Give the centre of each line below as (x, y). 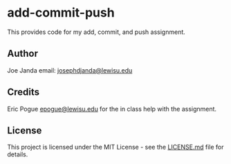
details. (18, 154)
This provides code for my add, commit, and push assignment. (96, 32)
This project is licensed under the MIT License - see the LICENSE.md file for (115, 147)
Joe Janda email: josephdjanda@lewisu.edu (70, 70)
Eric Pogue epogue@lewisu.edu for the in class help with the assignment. (112, 109)
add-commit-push (61, 13)
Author (22, 54)
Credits (24, 92)
